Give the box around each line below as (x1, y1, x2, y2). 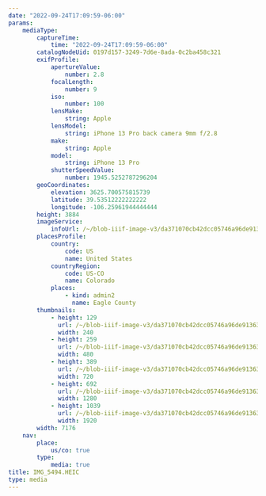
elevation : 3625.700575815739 (50, 188, 150, 196)
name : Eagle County (71, 299, 136, 307)
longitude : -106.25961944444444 (50, 203, 158, 211)
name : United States (64, 254, 133, 262)
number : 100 (64, 100, 104, 108)
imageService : (36, 218, 83, 226)
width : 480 (58, 350, 93, 359)
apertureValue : (50, 63, 101, 71)
